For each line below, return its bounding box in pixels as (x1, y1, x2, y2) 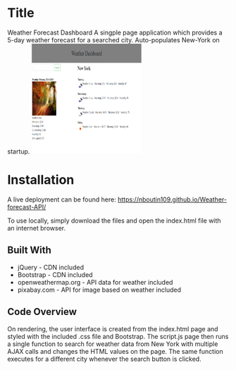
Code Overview (7, 306, 77, 318)
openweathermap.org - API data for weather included (17, 278, 173, 286)
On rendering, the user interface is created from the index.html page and (7, 324, 218, 333)
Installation (7, 172, 75, 188)
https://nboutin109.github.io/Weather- (117, 195, 228, 204)
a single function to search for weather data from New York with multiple (7, 340, 218, 348)
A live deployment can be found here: (7, 195, 116, 204)
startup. (7, 147, 30, 156)
